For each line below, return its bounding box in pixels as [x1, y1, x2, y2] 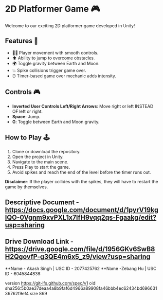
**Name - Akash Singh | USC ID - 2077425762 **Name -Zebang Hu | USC [5, 265, 157, 271]
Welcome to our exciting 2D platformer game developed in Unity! [5, 22, 135, 29]
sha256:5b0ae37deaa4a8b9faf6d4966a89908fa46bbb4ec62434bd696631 [5, 285, 157, 291]
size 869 [30, 290, 47, 296]
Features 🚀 [5, 37, 38, 45]
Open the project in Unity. [12, 154, 64, 160]
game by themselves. [5, 184, 48, 190]
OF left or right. [12, 108, 43, 114]
